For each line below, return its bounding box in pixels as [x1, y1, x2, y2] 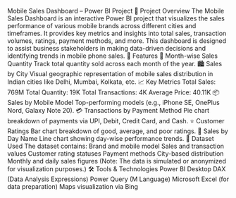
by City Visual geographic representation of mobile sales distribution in [7, 70, 213, 78]
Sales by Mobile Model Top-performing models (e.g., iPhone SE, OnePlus [7, 99, 220, 106]
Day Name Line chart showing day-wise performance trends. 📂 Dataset [7, 135, 215, 142]
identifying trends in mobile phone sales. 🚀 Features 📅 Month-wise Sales [7, 51, 218, 60]
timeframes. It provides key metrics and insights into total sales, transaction [7, 29, 227, 37]
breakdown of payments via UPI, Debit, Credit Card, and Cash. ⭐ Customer [7, 117, 225, 125]
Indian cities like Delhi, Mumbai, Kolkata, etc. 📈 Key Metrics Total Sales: [7, 78, 216, 86]
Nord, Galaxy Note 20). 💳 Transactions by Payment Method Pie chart [7, 106, 210, 114]
